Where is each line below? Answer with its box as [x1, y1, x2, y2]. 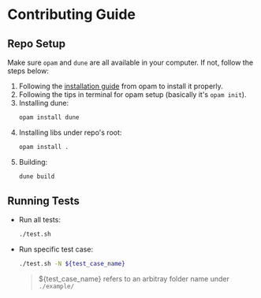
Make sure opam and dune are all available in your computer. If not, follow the [7, 58, 254, 67]
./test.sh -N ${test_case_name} [18, 260, 125, 268]
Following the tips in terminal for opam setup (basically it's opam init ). [18, 90, 247, 99]
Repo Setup [7, 37, 66, 50]
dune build [18, 172, 55, 181]
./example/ [38, 282, 75, 291]
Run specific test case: [18, 244, 94, 254]
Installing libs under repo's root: [18, 128, 122, 137]
